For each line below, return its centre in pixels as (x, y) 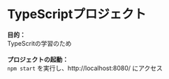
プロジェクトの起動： (38, 59)
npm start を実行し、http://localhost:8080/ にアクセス (85, 68)
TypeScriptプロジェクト (77, 14)
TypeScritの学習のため (39, 43)
